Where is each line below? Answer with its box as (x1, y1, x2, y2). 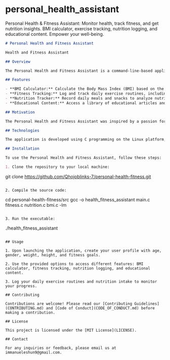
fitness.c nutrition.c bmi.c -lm (5, 202, 67, 208)
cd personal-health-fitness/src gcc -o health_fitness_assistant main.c (5, 196, 150, 203)
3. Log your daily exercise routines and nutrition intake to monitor (5, 279, 157, 284)
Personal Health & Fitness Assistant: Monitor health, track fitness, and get (5, 20, 159, 26)
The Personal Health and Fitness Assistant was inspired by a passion (5, 119, 157, 124)
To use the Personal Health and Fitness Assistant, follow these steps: (5, 155, 162, 160)
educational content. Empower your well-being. (5, 31, 104, 37)
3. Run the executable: (5, 216, 56, 221)
